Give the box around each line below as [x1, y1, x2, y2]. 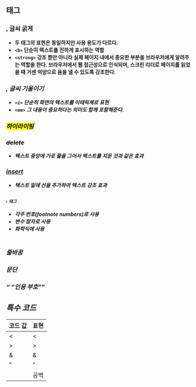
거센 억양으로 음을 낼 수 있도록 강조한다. [26, 68, 116, 75]
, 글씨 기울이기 [6, 84, 44, 93]
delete [6, 138, 25, 147]
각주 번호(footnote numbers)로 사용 [14, 211, 99, 218]
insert [6, 168, 23, 176]
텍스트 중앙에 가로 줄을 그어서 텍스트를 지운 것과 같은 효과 [14, 152, 144, 159]
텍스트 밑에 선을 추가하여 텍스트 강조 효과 [14, 181, 107, 189]
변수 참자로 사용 [14, 218, 51, 225]
